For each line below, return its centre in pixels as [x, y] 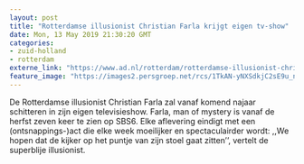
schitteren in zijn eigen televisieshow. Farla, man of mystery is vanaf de [142, 111]
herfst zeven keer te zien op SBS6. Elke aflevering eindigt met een [133, 121]
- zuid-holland [38, 51]
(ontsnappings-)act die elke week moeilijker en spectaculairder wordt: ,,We [149, 131]
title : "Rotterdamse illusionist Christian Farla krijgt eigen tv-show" [149, 26]
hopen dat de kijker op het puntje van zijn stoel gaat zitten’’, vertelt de [139, 140]
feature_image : [38, 77]
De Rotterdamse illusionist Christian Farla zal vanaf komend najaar [133, 102]
